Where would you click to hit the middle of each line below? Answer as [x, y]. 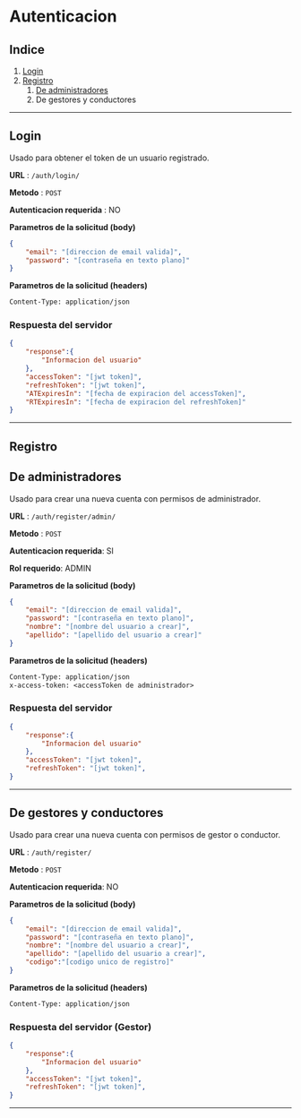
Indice [27, 50]
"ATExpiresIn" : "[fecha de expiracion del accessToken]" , [136, 393]
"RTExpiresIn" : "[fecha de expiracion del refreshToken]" [136, 402]
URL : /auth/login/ [45, 175]
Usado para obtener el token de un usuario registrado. [109, 158]
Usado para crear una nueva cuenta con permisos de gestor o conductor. [145, 834]
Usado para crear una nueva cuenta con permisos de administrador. [135, 498]
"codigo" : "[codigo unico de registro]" [100, 962]
